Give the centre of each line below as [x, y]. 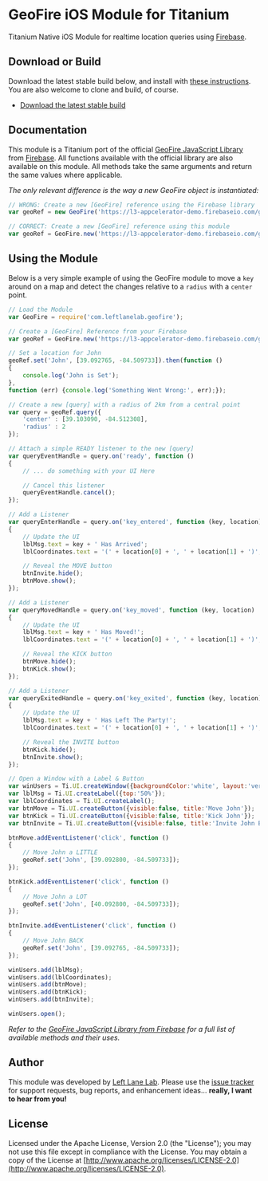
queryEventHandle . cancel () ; [69, 493]
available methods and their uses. [64, 1037]
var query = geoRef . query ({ [55, 412]
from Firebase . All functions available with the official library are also [121, 158]
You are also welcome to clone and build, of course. [94, 89]
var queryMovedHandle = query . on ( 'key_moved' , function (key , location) [132, 610]
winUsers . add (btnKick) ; [48, 992]
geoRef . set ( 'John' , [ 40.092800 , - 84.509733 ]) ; [101, 904]
